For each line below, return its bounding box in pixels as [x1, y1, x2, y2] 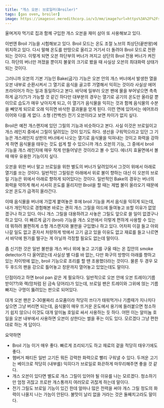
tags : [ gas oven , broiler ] [5, 12, 60, 17]
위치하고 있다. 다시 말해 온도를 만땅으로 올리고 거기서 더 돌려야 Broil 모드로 [5, 47, 147, 53]
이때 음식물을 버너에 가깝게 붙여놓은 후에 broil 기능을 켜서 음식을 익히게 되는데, [5, 199, 155, 205]
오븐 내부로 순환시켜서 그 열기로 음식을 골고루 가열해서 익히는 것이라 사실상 [5, 82, 147, 88]
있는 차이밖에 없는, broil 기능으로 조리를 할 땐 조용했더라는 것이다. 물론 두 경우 [5, 258, 153, 264]
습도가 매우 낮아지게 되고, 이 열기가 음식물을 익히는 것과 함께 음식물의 [18, 100, 150, 106]
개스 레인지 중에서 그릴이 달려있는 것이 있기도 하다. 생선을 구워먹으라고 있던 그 [5, 129, 154, 135]
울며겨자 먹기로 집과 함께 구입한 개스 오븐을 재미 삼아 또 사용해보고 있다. [5, 30, 142, 36]
